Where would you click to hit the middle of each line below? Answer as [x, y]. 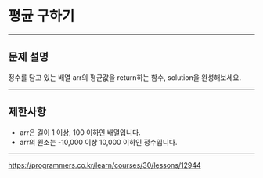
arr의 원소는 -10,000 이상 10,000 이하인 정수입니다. [98, 142]
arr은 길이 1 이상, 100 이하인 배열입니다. [80, 132]
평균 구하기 [41, 16]
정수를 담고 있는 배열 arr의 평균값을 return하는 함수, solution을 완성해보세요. [125, 77]
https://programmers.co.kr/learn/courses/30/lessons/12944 [104, 165]
